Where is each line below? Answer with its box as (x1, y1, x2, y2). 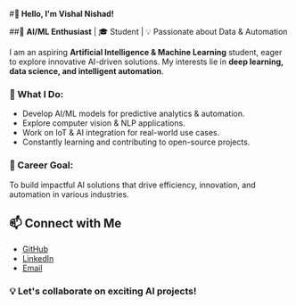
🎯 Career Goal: (9, 159, 74, 171)
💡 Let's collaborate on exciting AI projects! (9, 285, 197, 298)
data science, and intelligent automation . (9, 66, 164, 76)
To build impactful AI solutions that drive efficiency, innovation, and (9, 179, 256, 190)
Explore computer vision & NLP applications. (21, 118, 185, 128)
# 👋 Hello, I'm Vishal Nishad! (9, 9, 114, 19)
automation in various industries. (9, 188, 129, 200)
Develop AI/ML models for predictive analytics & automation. (21, 108, 245, 120)
